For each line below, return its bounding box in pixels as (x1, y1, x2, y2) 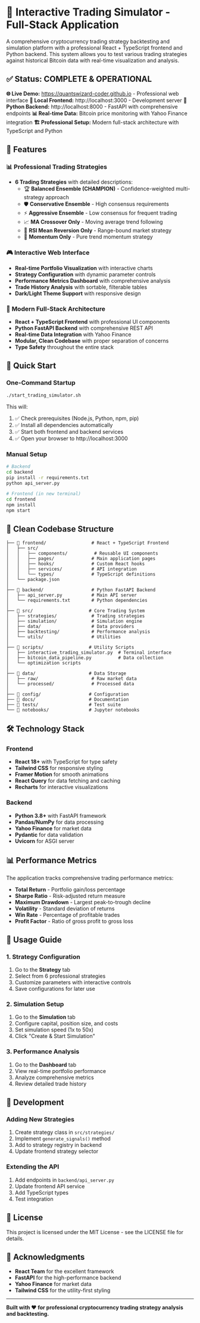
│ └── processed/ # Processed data (6, 681, 135, 687)
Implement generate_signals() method (14, 1135, 111, 1142)
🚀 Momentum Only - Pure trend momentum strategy (23, 233, 153, 240)
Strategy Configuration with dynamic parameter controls (14, 271, 156, 278)
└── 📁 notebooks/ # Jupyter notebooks (6, 707, 140, 713)
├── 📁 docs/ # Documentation (6, 696, 129, 703)
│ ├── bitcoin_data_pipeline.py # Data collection (6, 654, 164, 661)
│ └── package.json (6, 576, 60, 582)
